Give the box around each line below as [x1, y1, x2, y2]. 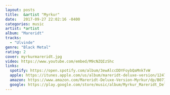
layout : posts [5, 7, 35, 13]
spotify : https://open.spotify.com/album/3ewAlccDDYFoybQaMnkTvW [10, 68, 151, 73]
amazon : [10, 77, 26, 82]
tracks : [5, 36, 22, 41]
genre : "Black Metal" [5, 45, 51, 50]
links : [5, 63, 19, 68]
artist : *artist [5, 26, 39, 31]
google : [10, 82, 26, 87]
